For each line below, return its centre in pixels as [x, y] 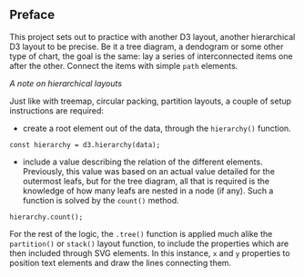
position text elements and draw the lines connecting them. [121, 262]
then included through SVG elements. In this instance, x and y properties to [150, 252]
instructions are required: [57, 110]
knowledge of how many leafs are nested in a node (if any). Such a [148, 191]
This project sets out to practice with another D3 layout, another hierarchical [152, 36]
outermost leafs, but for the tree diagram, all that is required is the [146, 181]
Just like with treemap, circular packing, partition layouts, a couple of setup [151, 101]
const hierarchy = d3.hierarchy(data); [85, 144]
